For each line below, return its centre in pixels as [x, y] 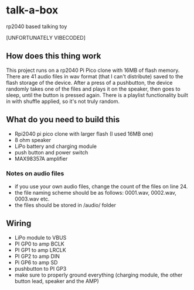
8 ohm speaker [33, 140]
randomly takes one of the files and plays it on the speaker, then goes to [93, 89]
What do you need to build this [63, 120]
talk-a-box [32, 10]
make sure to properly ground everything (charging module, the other [98, 275]
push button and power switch [51, 152]
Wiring [19, 224]
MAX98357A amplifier [41, 158]
